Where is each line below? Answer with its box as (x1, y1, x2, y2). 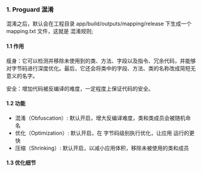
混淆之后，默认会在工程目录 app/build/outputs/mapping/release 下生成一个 (6, 20, 192, 28)
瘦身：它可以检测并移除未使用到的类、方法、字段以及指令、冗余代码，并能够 (6, 57, 196, 64)
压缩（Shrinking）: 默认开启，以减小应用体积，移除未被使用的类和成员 (14, 144, 189, 152)
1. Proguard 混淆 (6, 5, 54, 13)
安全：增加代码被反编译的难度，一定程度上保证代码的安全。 (6, 85, 154, 92)
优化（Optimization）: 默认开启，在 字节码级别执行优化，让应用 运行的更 (14, 129, 195, 137)
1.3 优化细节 (6, 159, 36, 167)
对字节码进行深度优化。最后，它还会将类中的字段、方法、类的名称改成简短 (6, 64, 191, 72)
